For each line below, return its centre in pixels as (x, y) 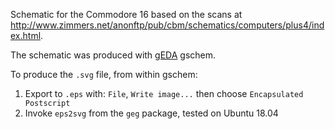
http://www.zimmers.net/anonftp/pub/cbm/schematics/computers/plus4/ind (167, 25)
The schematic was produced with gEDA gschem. (113, 55)
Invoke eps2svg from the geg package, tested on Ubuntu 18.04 (151, 113)
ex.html (26, 35)
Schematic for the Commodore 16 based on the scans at (126, 14)
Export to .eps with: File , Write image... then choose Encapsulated (164, 93)
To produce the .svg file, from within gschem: (104, 74)
